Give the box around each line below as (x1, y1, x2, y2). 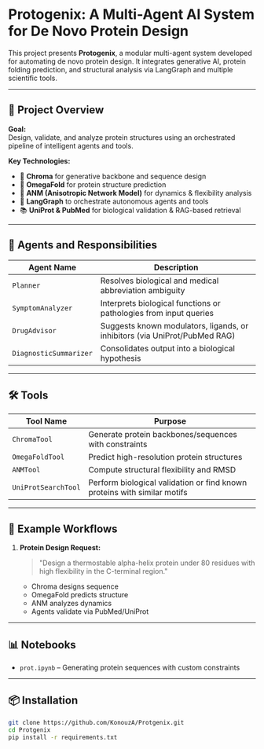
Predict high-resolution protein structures (88, 452, 243, 463)
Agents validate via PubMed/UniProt (31, 607, 149, 616)
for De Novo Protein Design (8, 22, 189, 40)
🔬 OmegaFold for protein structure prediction (19, 179, 167, 189)
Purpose (153, 416, 187, 427)
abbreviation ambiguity (100, 285, 185, 296)
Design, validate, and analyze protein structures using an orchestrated (8, 132, 236, 142)
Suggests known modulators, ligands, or (100, 320, 249, 331)
